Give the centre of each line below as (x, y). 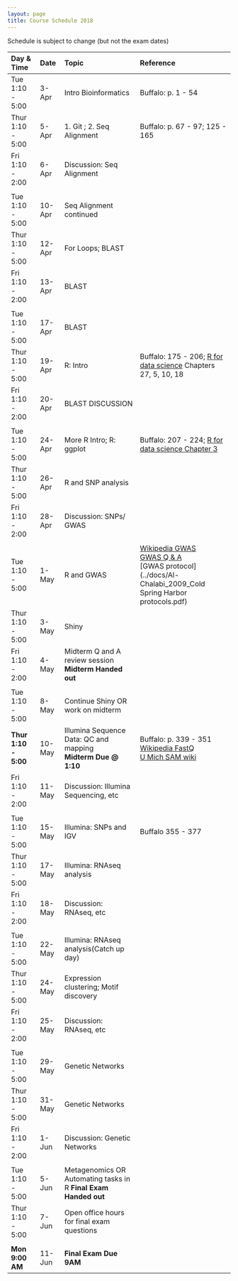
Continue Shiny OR (96, 701)
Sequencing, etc (91, 795)
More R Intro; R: (90, 440)
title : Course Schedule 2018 (50, 21)
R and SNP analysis (96, 482)
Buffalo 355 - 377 (171, 831)
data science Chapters (177, 365)
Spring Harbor (164, 593)
